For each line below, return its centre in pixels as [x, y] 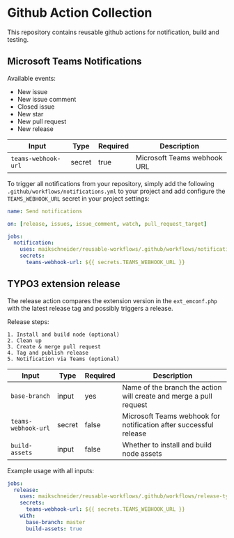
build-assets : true [54, 529]
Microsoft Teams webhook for [171, 416]
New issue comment [47, 99]
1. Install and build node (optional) [63, 335]
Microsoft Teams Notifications [75, 62]
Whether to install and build [167, 445]
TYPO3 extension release [64, 284]
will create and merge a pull [167, 396]
